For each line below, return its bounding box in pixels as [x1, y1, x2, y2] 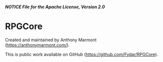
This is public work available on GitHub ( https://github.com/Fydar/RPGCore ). [5, 51, 158, 57]
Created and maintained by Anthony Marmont [5, 37, 97, 43]
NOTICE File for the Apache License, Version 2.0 [5, 4, 105, 10]
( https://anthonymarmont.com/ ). [5, 42, 70, 48]
